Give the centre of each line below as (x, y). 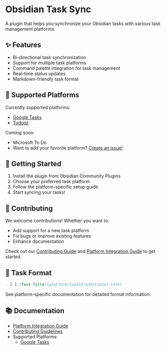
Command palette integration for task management (66, 68)
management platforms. (30, 29)
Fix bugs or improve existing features (52, 236)
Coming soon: (20, 132)
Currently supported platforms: (38, 107)
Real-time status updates (39, 73)
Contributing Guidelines (38, 331)
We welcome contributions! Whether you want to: (57, 221)
